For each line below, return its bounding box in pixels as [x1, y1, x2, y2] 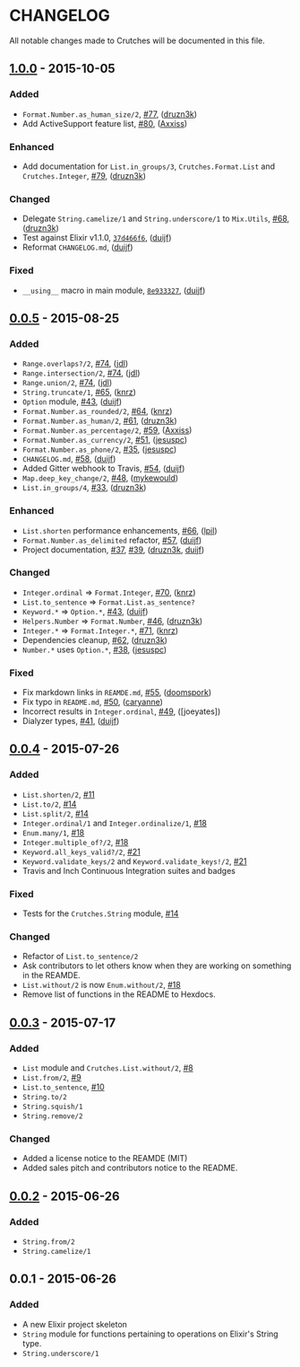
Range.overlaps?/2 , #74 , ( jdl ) [21, 358, 128, 369]
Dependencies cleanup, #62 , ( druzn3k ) [21, 634, 168, 645]
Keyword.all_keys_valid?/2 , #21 [21, 846, 141, 857]
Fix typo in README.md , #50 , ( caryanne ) [21, 697, 164, 708]
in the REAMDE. [21, 970, 81, 981]
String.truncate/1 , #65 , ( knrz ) [21, 387, 137, 398]
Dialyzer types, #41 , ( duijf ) [21, 716, 120, 727]
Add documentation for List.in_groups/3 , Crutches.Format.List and [21, 161, 276, 172]
